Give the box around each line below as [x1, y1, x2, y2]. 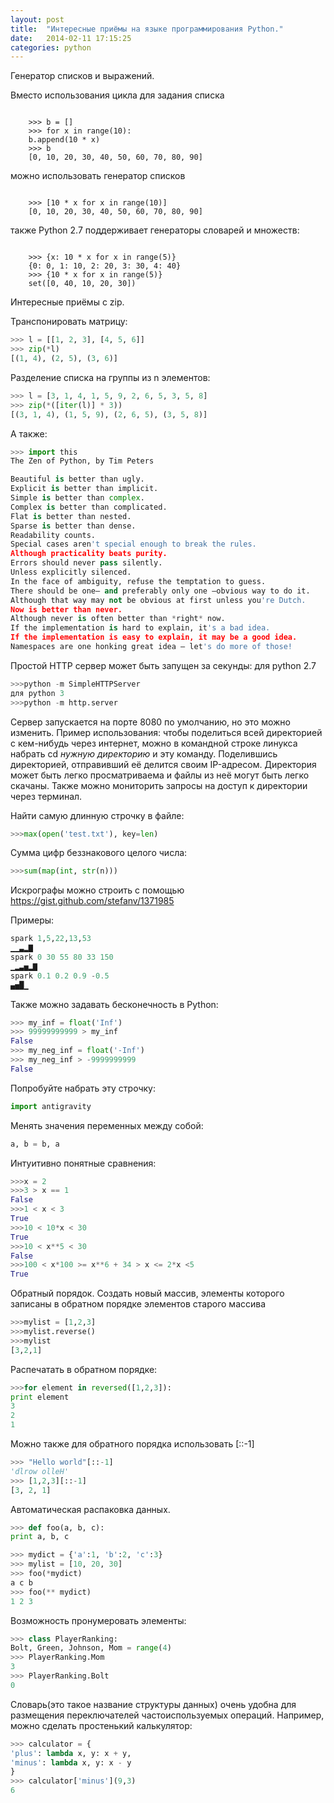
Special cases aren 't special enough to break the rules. [10, 539, 257, 550]
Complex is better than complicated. [10, 502, 168, 512]
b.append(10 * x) [28, 135, 101, 145]
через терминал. [10, 790, 83, 802]
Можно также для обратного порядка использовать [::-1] [10, 1438, 255, 1450]
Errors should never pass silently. [10, 558, 163, 568]
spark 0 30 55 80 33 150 [10, 952, 114, 962]
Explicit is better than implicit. [10, 484, 159, 494]
